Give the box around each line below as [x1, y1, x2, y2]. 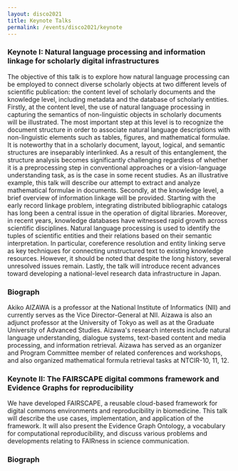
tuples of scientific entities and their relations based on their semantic [7, 231, 212, 239]
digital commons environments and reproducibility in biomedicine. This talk [7, 407, 228, 415]
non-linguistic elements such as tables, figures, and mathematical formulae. [7, 133, 230, 141]
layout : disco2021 [7, 10, 62, 18]
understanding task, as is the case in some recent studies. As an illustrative [7, 170, 229, 179]
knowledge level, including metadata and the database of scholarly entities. [7, 95, 229, 103]
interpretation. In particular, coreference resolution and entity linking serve [7, 239, 226, 247]
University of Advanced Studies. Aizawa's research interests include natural [7, 326, 230, 334]
